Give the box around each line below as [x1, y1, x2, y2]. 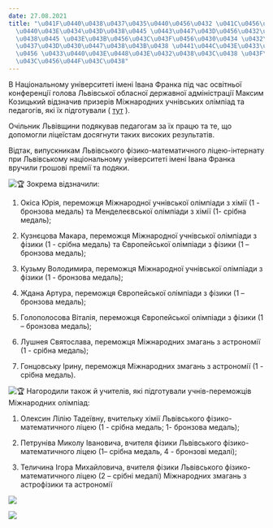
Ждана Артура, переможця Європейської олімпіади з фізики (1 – [19, 288, 245, 297]
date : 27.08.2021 [8, 11, 67, 20]
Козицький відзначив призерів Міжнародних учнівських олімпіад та [8, 97, 245, 106]
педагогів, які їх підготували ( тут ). [8, 105, 130, 115]
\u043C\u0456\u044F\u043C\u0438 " [15, 58, 129, 66]
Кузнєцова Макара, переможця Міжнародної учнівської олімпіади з [19, 231, 258, 240]
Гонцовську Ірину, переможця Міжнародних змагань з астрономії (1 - [19, 361, 264, 370]
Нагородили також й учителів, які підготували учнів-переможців [26, 386, 252, 396]
